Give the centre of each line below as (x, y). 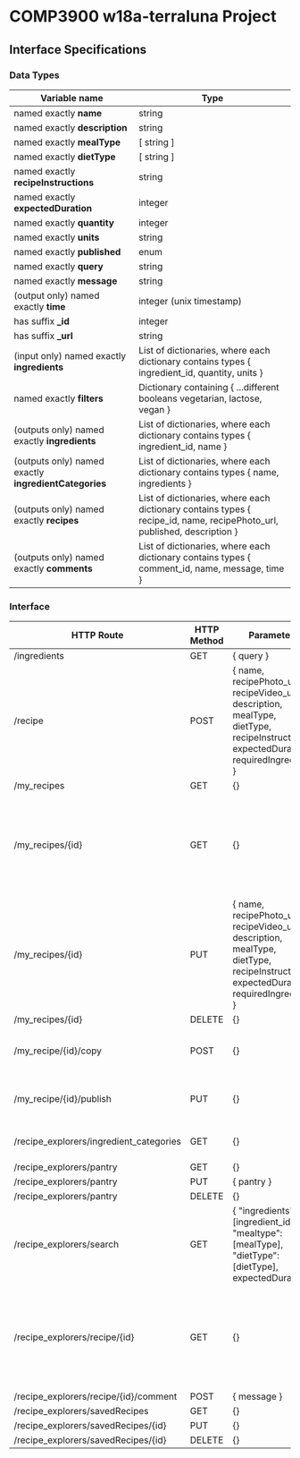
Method (207, 641)
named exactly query (59, 266)
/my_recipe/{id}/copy (58, 1051)
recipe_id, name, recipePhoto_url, (208, 520)
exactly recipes (46, 520)
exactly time (40, 306)
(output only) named (57, 295)
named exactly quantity (64, 223)
